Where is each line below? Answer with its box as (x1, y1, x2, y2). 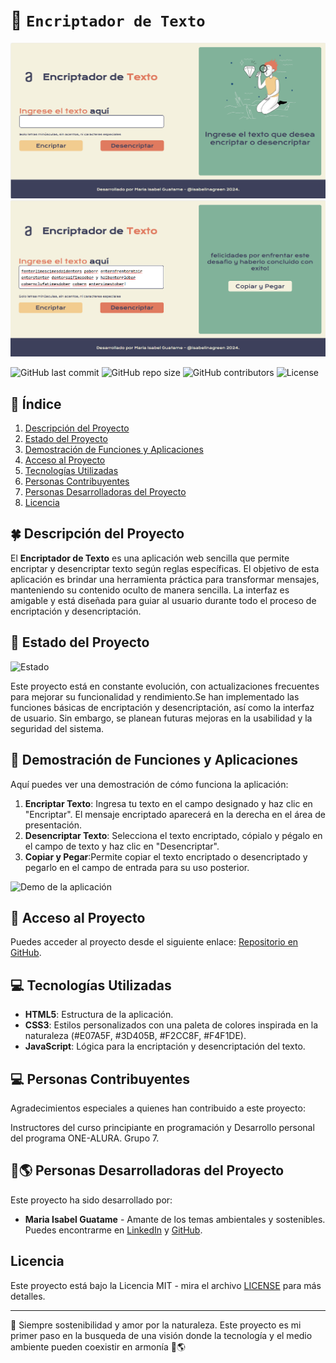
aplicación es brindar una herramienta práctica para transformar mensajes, (10, 573, 320, 585)
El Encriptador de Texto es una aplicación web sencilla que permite (10, 552, 290, 564)
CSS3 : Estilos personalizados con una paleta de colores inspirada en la (24, 1019, 319, 1031)
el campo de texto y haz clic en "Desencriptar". (24, 840, 220, 852)
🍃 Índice (10, 395, 62, 413)
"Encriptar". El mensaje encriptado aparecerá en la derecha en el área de (24, 808, 326, 820)
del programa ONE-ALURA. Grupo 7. (10, 1132, 160, 1144)
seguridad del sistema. (10, 722, 105, 734)
